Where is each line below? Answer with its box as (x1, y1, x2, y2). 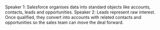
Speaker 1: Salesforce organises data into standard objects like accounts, (5, 4, 151, 10)
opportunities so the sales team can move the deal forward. (5, 19, 124, 25)
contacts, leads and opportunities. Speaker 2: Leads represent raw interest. (5, 9, 156, 15)
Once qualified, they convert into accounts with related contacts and (5, 15, 142, 20)
